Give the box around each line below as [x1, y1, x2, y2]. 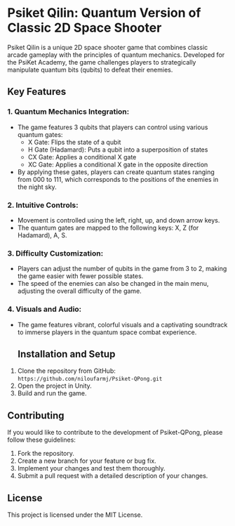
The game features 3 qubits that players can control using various [17, 123, 208, 131]
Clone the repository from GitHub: [17, 367, 116, 375]
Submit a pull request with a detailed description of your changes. [17, 472, 208, 480]
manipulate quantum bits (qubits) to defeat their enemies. [7, 65, 173, 74]
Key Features [7, 86, 67, 98]
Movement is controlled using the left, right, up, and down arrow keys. [17, 216, 220, 224]
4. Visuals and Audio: [7, 304, 82, 314]
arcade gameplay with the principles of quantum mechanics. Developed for [7, 51, 225, 59]
